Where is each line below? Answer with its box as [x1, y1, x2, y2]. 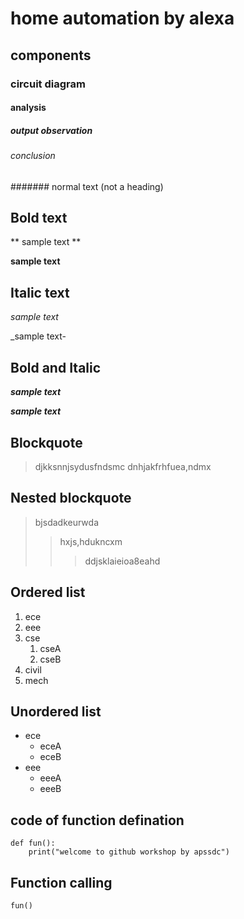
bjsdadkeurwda [34, 516, 99, 528]
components [10, 47, 92, 64]
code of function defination [10, 812, 185, 829]
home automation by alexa [10, 7, 235, 30]
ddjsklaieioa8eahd [84, 555, 161, 567]
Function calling [10, 874, 113, 891]
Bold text [10, 210, 68, 227]
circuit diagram [10, 77, 86, 91]
